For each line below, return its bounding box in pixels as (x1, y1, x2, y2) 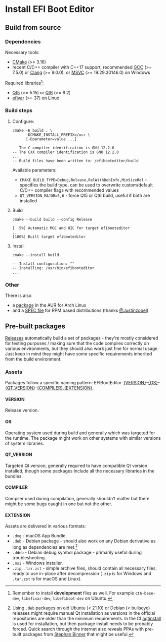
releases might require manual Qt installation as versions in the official (12, 610, 155, 616)
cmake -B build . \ (12, 128, 53, 133)
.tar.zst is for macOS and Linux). (12, 576, 82, 582)
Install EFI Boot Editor (5, 3, 94, 15)
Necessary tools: (5, 49, 40, 55)
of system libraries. (5, 440, 44, 446)
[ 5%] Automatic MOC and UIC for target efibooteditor (12, 226, 130, 231)
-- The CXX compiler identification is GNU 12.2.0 (12, 150, 119, 155)
